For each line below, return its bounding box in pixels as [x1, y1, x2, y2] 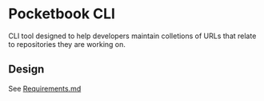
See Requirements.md [8, 84, 82, 93]
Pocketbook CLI [8, 5, 116, 23]
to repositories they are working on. [8, 39, 126, 49]
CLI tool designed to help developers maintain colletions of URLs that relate [8, 31, 257, 41]
